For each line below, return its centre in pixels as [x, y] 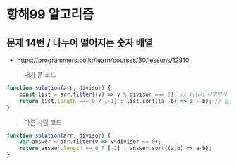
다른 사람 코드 [43, 122]
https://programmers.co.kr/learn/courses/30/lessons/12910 [103, 60]
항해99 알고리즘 [50, 14]
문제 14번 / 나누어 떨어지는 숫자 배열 [80, 43]
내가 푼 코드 [40, 74]
